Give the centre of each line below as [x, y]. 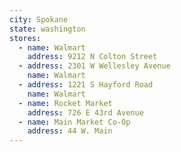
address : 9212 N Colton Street [92, 57]
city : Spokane [39, 19]
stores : [25, 38]
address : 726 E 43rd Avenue [85, 112]
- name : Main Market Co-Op [74, 122]
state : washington [47, 29]
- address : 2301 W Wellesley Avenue [94, 66]
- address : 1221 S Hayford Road [86, 85]
